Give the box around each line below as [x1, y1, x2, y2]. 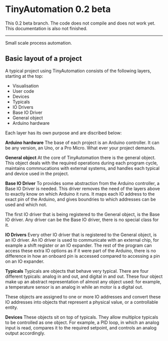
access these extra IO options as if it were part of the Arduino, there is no [5, 247, 156, 254]
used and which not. [5, 202, 47, 208]
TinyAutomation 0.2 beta [5, 4, 111, 15]
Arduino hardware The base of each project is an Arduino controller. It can [5, 139, 159, 145]
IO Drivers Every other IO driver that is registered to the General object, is [5, 232, 157, 238]
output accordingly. [5, 330, 45, 336]
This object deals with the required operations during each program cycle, [5, 159, 158, 166]
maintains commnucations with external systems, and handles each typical [5, 165, 160, 171]
